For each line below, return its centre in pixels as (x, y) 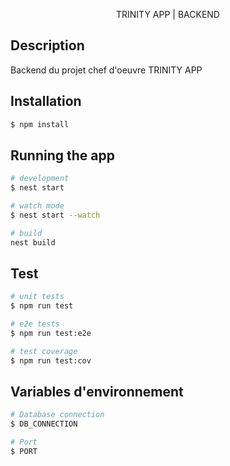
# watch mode (37, 206)
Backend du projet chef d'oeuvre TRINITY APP (106, 70)
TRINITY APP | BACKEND (168, 14)
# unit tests (37, 297)
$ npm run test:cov (51, 360)
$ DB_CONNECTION (44, 424)
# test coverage (44, 351)
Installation (46, 101)
